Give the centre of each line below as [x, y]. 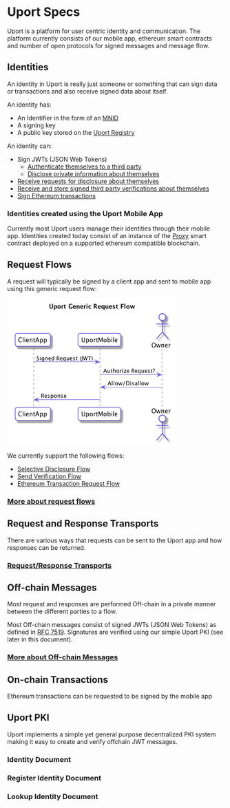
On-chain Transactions [58, 680]
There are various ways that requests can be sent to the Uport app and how [115, 540]
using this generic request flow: [52, 288]
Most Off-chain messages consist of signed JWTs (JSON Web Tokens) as [112, 625]
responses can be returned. [46, 547]
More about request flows [51, 501]
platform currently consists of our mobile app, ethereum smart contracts [109, 38]
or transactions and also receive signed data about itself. [87, 91]
